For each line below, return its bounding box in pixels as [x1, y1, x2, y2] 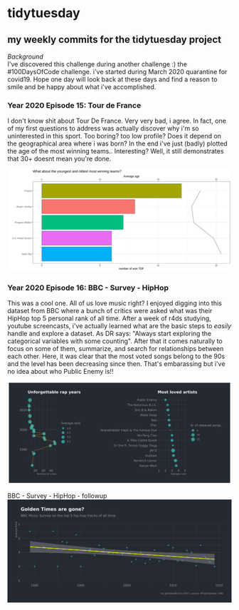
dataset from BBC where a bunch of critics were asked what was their [7, 307, 213, 315]
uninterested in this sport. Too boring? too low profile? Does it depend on [7, 132, 222, 141]
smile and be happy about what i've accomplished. [7, 83, 156, 91]
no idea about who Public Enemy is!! [7, 367, 114, 376]
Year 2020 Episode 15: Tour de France [7, 100, 142, 110]
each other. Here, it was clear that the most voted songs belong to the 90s [7, 352, 225, 361]
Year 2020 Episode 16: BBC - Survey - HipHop [7, 283, 169, 293]
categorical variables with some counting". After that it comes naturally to [7, 337, 223, 345]
